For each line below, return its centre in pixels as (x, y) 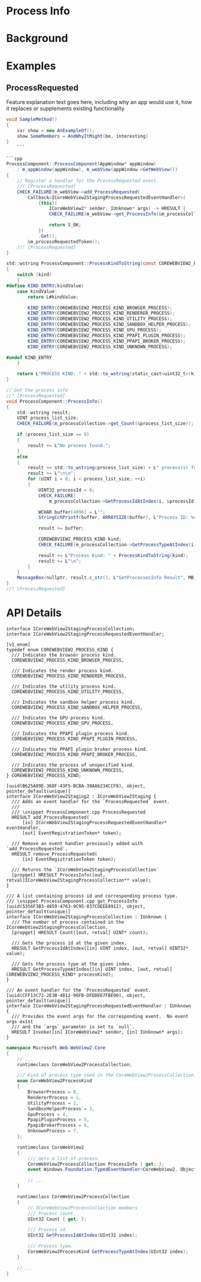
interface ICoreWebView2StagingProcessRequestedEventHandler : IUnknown (99, 1006)
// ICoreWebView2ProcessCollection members (83, 1208)
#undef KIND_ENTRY (29, 357)
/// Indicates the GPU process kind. (59, 718)
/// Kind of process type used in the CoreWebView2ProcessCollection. (107, 1076)
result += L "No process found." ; (69, 445)
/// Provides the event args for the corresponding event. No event (100, 1016)
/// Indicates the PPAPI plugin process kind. (71, 733)
